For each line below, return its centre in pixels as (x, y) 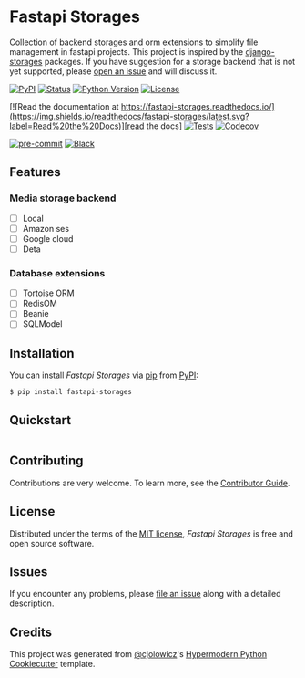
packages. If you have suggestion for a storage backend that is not (170, 61)
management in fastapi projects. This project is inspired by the (127, 51)
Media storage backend (63, 198)
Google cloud (48, 238)
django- (260, 51)
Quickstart (41, 420)
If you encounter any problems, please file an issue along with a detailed (145, 594)
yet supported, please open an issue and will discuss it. (113, 71)
